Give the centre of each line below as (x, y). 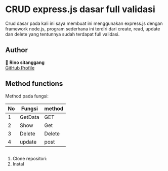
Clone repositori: (30, 158)
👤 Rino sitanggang (25, 62)
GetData (30, 117)
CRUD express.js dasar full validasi (80, 9)
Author (16, 50)
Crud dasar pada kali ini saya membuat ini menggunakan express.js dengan (84, 23)
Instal (18, 164)
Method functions (34, 84)
